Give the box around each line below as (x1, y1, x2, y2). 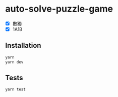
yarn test (5, 87, 26, 92)
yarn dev (5, 59, 24, 64)
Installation (5, 41, 41, 50)
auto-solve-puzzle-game (5, 3, 113, 15)
